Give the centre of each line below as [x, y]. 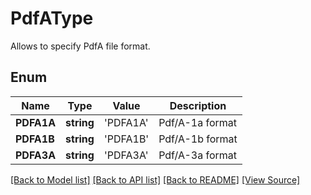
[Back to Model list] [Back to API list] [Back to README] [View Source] [155, 179]
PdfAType [52, 18]
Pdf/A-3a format [197, 155]
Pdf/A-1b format [198, 139]
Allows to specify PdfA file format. [80, 46]
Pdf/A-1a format [197, 122]
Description [198, 105]
